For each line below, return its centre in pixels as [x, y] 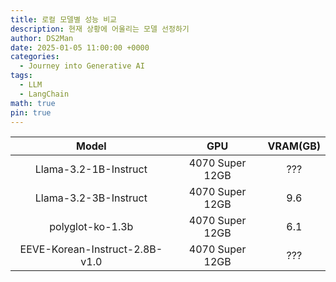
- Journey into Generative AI [82, 66]
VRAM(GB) [294, 146]
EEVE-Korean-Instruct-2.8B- [91, 249]
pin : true [31, 112]
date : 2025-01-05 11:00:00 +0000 [80, 47]
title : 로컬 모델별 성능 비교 [64, 19]
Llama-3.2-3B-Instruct [91, 198]
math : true [33, 103]
